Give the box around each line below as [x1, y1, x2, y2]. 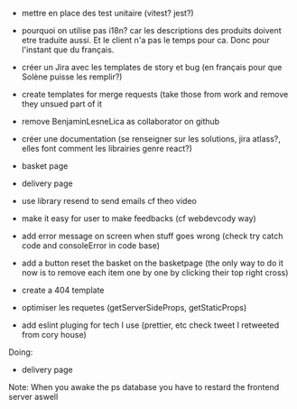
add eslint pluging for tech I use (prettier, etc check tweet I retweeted [21, 320, 280, 330]
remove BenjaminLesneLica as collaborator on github [21, 116, 220, 126]
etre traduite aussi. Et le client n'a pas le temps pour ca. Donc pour [21, 35, 270, 45]
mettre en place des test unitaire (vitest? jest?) [21, 8, 195, 18]
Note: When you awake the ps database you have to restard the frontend [8, 382, 280, 392]
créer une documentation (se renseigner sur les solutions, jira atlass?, [21, 134, 281, 144]
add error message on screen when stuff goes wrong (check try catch [21, 230, 283, 241]
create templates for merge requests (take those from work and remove [21, 89, 289, 99]
